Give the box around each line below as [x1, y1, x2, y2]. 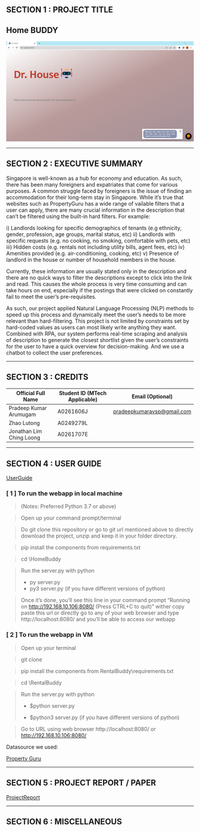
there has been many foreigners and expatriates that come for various [6, 181, 178, 188]
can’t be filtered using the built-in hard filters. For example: [6, 212, 151, 220]
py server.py [29, 579, 61, 586]
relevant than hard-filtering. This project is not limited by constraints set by [6, 317, 189, 325]
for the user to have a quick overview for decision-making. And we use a [6, 343, 185, 350]
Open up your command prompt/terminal [20, 514, 122, 522]
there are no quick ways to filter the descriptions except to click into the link [6, 274, 192, 281]
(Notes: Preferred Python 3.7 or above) [20, 503, 117, 510]
